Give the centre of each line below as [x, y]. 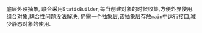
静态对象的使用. [31, 24]
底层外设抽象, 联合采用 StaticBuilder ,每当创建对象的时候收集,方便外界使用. [100, 9]
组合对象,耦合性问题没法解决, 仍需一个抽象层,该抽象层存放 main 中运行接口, [99, 16]
